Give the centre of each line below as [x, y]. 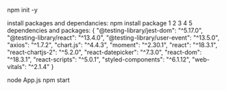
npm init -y [22, 10]
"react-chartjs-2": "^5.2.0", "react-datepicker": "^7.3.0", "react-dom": [104, 52]
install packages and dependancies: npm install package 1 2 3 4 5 [100, 23]
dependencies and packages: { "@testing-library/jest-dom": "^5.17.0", [105, 30]
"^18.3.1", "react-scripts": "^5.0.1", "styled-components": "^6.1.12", [99, 60]
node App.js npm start [38, 80]
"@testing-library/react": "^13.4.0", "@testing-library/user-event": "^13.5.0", [113, 38]
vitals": [17, 67]
